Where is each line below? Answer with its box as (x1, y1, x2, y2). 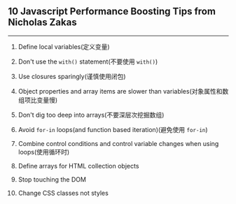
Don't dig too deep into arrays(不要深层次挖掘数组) (18, 110, 165, 119)
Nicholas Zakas (8, 17, 77, 29)
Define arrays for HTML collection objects (18, 161, 139, 170)
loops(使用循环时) (18, 147, 70, 156)
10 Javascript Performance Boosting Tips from (8, 6, 216, 17)
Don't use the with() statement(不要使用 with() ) (18, 57, 158, 66)
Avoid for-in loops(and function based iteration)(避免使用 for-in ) (18, 125, 209, 133)
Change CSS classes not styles (18, 189, 109, 197)
